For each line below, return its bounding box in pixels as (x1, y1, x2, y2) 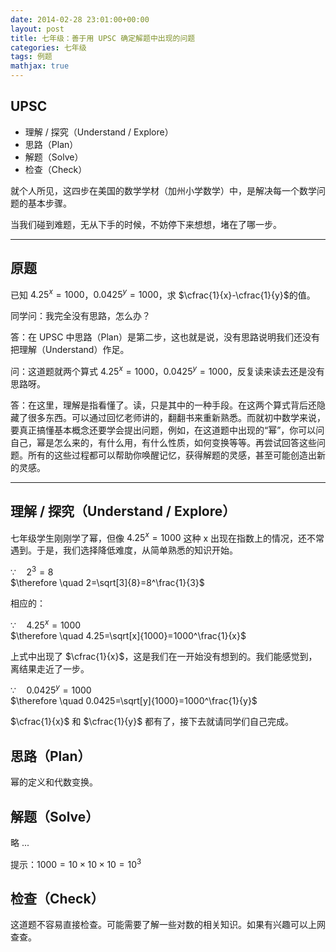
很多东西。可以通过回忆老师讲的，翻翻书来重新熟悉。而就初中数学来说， (27, 411, 326, 423)
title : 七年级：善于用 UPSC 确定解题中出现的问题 (10, 33, 196, 43)
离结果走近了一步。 (10, 662, 90, 675)
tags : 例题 (10, 52, 53, 62)
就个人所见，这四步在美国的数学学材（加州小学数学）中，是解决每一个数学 (10, 184, 317, 196)
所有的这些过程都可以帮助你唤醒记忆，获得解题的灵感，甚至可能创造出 (27, 449, 317, 461)
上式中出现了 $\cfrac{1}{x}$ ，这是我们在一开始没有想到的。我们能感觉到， (10, 650, 318, 662)
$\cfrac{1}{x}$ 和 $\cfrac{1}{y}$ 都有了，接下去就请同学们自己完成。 (10, 716, 295, 728)
